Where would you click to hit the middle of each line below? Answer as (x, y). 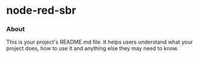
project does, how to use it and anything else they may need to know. (93, 48)
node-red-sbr (41, 10)
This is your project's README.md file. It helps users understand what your (99, 42)
